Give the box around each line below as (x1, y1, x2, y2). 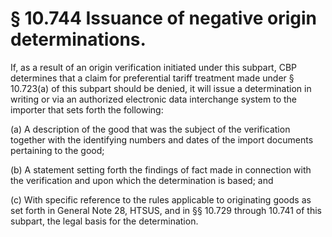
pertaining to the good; (10, 144, 105, 156)
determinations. (10, 28, 147, 51)
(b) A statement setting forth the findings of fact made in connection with (10, 163, 312, 176)
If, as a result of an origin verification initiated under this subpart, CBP (10, 61, 297, 73)
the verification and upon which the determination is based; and (10, 174, 274, 186)
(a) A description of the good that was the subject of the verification (10, 123, 291, 135)
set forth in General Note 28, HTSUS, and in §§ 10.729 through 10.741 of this (10, 204, 322, 216)
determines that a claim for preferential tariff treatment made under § (10, 72, 295, 84)
